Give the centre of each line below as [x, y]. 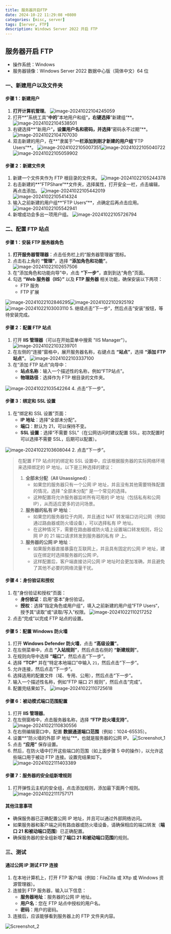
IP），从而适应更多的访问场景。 [65, 503]
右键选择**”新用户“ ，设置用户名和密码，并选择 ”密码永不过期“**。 [81, 129]
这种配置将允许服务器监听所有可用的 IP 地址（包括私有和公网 [97, 497]
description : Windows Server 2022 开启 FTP [52, 29]
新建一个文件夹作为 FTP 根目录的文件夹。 [56, 178]
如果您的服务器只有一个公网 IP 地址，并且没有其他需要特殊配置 [99, 484]
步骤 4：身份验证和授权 [30, 580]
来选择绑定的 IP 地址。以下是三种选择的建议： [66, 467]
